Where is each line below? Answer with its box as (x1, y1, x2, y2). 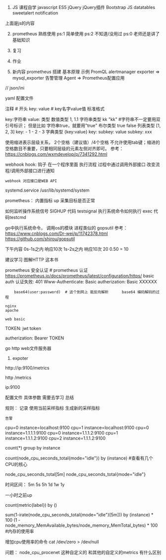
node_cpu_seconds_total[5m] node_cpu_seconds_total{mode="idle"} (5, 471, 146, 477)
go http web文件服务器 (5, 345, 52, 351)
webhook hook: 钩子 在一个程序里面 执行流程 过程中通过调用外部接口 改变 (5, 161, 156, 167)
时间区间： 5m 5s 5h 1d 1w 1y (5, 482, 65, 487)
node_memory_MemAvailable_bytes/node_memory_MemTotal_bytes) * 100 (5, 522, 158, 528)
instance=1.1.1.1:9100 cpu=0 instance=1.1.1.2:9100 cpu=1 (5, 430, 118, 436)
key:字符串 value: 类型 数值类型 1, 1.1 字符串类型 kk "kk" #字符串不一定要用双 (5, 116, 161, 122)
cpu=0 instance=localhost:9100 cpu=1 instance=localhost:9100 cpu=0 (5, 425, 149, 431)
